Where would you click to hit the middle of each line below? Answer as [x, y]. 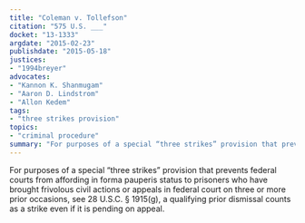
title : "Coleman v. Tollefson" [69, 18]
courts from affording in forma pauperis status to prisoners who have [139, 179]
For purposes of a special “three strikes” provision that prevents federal [143, 170]
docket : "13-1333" [44, 34]
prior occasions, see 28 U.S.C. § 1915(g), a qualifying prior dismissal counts [150, 199]
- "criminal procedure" [54, 136]
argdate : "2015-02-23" [52, 43]
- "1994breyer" [38, 69]
